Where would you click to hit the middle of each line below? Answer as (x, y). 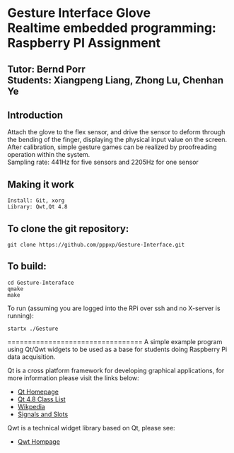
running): (21, 315)
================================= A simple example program (115, 341)
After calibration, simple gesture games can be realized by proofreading (112, 147)
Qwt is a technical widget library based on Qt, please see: (91, 428)
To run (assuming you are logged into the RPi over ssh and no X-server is (114, 308)
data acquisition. (31, 357)
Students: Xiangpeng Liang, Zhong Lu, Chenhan (116, 80)
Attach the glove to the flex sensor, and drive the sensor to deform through (116, 132)
